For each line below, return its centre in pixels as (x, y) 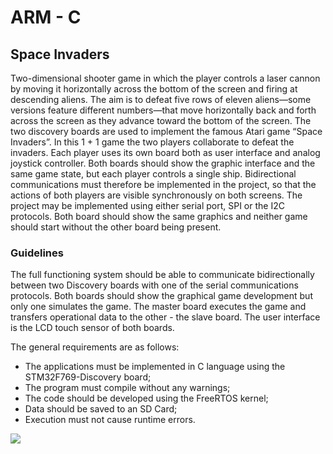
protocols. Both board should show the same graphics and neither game (159, 216)
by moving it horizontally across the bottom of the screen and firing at (154, 89)
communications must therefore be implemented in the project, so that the (163, 184)
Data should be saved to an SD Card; (101, 409)
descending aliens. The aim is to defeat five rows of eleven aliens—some (161, 99)
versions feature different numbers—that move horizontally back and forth (163, 110)
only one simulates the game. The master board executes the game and (158, 307)
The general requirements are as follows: (95, 347)
